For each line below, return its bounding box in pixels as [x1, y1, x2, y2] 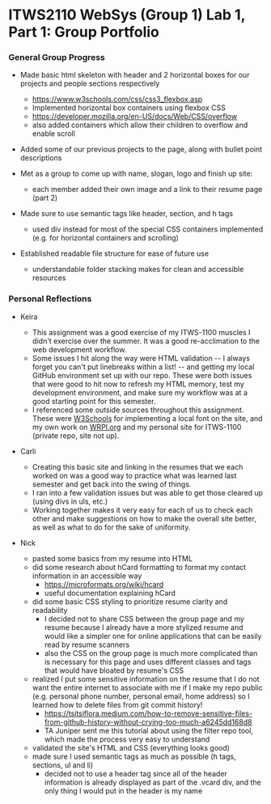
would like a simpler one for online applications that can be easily [44, 631, 262, 640]
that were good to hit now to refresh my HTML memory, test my [32, 379, 244, 389]
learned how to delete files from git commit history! [32, 700, 203, 709]
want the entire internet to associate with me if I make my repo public [32, 683, 263, 692]
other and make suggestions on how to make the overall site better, [32, 513, 256, 523]
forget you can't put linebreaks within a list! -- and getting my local [32, 362, 255, 372]
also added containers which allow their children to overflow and [32, 120, 248, 130]
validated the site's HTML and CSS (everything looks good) [32, 742, 231, 752]
